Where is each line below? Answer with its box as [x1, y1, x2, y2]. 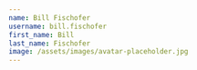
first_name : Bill [8, 30, 75, 39]
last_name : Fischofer [8, 38, 91, 48]
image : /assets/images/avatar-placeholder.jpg [8, 47, 189, 56]
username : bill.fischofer [8, 22, 107, 31]
